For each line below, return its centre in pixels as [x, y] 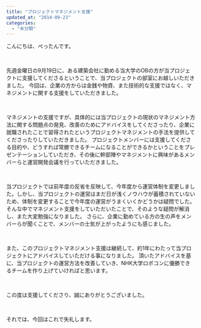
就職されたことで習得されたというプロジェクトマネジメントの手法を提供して [100, 132]
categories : [21, 23]
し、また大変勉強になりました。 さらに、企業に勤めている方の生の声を [94, 217]
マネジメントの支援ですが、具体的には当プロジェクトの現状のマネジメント [98, 117]
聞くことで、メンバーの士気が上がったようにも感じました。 [100, 224]
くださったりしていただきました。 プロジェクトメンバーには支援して [91, 140]
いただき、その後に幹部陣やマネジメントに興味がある [119, 155]
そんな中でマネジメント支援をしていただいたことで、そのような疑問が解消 [98, 209]
